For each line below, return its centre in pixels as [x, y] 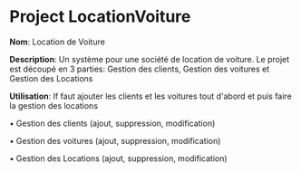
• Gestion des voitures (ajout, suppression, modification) [115, 140]
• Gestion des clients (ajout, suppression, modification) [112, 123]
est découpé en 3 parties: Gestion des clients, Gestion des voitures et [140, 69]
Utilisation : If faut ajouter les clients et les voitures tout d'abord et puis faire [150, 96]
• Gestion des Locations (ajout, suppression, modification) [119, 158]
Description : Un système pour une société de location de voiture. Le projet [150, 59]
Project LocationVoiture [100, 17]
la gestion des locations [53, 105]
